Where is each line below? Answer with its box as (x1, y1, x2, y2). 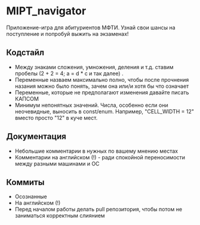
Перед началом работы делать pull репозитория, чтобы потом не (14, 206, 183, 213)
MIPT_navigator (6, 4, 87, 18)
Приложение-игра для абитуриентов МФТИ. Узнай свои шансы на (6, 24, 176, 31)
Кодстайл (6, 48, 45, 58)
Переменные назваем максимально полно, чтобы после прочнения (14, 76, 189, 83)
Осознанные (14, 193, 47, 201)
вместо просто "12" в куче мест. (14, 114, 98, 121)
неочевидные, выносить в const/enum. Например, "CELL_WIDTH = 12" (14, 107, 195, 115)
